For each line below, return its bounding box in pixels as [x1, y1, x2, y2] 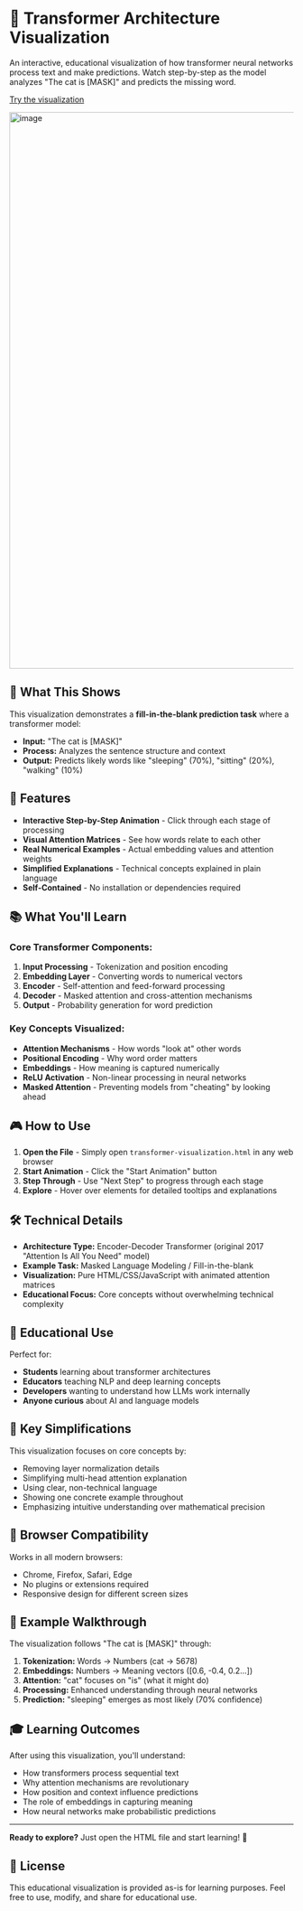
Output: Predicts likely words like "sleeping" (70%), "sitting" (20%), [22, 755, 275, 766]
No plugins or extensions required [22, 1578, 149, 1589]
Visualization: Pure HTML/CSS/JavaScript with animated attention [22, 1270, 271, 1281]
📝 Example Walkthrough [9, 1614, 147, 1630]
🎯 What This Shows [9, 684, 122, 700]
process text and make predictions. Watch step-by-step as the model [9, 67, 267, 78]
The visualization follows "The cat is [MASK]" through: [9, 1638, 212, 1649]
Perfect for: [9, 1349, 52, 1360]
